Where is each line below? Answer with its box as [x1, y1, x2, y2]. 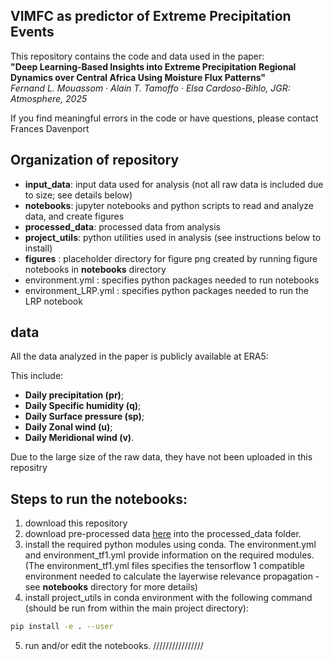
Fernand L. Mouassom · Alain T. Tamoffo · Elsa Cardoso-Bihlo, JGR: [10, 82, 291, 94]
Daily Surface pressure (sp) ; [24, 410, 145, 423]
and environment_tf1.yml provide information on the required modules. [24, 549, 315, 561]
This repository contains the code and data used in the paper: [10, 50, 265, 62]
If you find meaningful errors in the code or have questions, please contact [10, 112, 319, 124]
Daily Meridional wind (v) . [24, 432, 135, 444]
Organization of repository [10, 152, 180, 169]
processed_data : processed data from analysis [24, 220, 221, 233]
